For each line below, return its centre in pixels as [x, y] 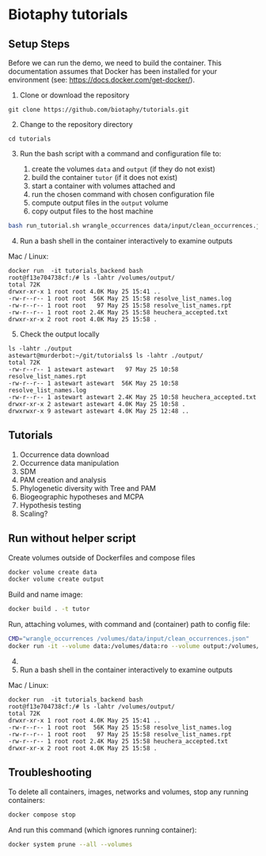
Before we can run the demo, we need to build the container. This [115, 63]
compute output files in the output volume [100, 203]
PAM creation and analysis [63, 480]
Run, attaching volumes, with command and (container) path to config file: [129, 624]
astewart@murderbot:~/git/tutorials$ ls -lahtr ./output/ [106, 355]
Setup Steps [39, 44]
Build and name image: [46, 595]
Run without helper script [72, 538]
